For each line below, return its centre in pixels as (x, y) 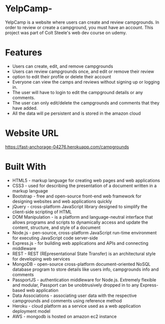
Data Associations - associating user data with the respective (74, 295)
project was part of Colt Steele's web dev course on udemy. (66, 32)
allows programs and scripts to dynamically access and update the (80, 222)
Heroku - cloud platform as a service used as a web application (77, 306)
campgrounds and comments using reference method (67, 300)
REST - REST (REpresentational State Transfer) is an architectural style (84, 254)
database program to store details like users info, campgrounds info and (85, 269)
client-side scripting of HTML (42, 212)
